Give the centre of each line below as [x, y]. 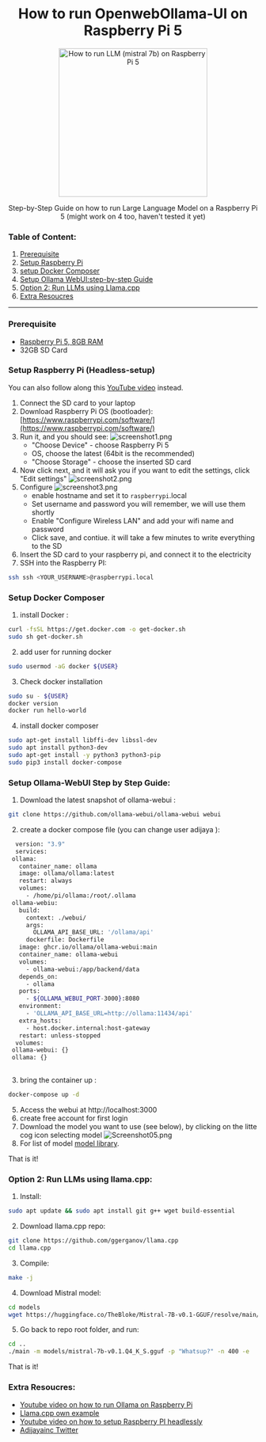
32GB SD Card [44, 350]
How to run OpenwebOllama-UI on [133, 14]
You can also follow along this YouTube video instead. [96, 387]
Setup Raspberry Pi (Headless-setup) [82, 371]
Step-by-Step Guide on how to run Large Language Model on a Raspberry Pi [133, 207]
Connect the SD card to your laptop [78, 403]
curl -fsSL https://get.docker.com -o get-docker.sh [97, 630]
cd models [25, 1307]
